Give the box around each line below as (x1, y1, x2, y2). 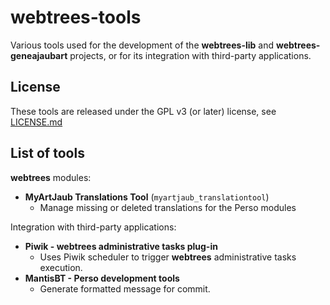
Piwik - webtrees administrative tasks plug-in (24, 240, 218, 252)
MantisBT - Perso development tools (24, 272, 180, 284)
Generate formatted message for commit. (39, 282, 211, 295)
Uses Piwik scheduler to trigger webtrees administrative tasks (39, 251, 297, 263)
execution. (39, 261, 83, 273)
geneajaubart (10, 49, 68, 61)
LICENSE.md (10, 116, 63, 128)
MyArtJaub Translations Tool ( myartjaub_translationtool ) (24, 191, 270, 203)
